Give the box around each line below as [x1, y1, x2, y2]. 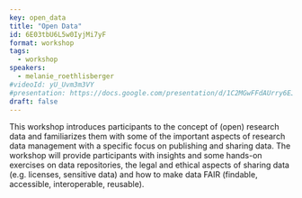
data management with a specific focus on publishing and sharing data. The [9, 140, 291, 151]
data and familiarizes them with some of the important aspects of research [9, 131, 286, 142]
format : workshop [9, 38, 75, 48]
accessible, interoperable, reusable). [9, 179, 145, 190]
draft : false [9, 96, 58, 106]
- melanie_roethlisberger [17, 72, 115, 81]
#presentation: [9, 88, 67, 97]
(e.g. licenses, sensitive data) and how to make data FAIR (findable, [9, 169, 258, 180]
